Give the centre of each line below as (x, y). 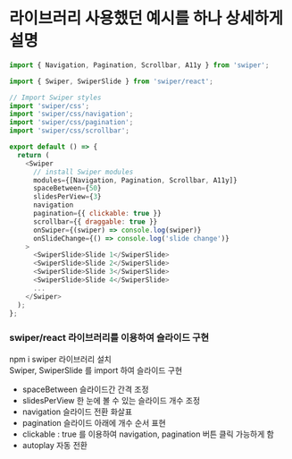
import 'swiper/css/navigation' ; (71, 114)
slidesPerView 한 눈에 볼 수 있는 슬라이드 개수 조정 (111, 400)
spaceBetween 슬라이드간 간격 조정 (85, 389)
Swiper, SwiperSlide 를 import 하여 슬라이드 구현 (96, 370)
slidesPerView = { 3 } (67, 197)
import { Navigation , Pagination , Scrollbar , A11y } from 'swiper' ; (139, 65)
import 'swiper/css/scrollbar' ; (69, 131)
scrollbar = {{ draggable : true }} (95, 221)
